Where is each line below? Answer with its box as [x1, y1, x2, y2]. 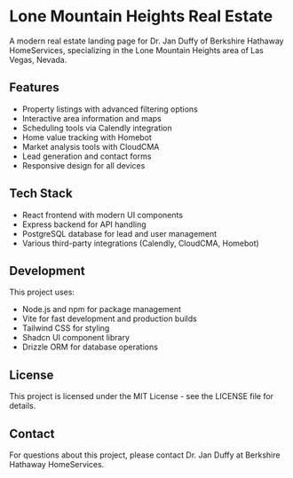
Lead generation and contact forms [21, 151, 152, 161]
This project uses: [9, 286, 75, 298]
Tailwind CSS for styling [21, 323, 110, 333]
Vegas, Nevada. [9, 54, 67, 65]
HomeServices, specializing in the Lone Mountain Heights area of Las [9, 44, 264, 55]
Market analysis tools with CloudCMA [21, 141, 160, 152]
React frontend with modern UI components [21, 209, 184, 220]
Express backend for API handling [21, 219, 146, 230]
